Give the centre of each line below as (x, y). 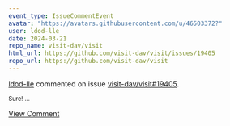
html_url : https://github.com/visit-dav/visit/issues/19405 (112, 53)
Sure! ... (19, 99)
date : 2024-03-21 (38, 38)
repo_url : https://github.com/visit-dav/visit (88, 61)
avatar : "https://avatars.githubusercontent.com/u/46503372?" (115, 23)
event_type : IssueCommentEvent (61, 16)
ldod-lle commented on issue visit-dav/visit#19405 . (94, 84)
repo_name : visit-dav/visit (56, 46)
